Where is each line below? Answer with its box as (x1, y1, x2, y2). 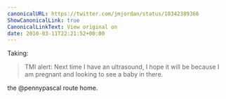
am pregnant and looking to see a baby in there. (24, 70, 164, 79)
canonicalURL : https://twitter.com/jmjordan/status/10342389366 (7, 10, 199, 18)
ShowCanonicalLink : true (7, 17, 80, 24)
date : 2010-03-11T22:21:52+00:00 (7, 29, 105, 37)
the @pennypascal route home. (7, 84, 98, 92)
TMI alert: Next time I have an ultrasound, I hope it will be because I (24, 62, 220, 71)
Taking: (7, 49, 29, 58)
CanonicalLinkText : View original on (7, 23, 118, 30)
